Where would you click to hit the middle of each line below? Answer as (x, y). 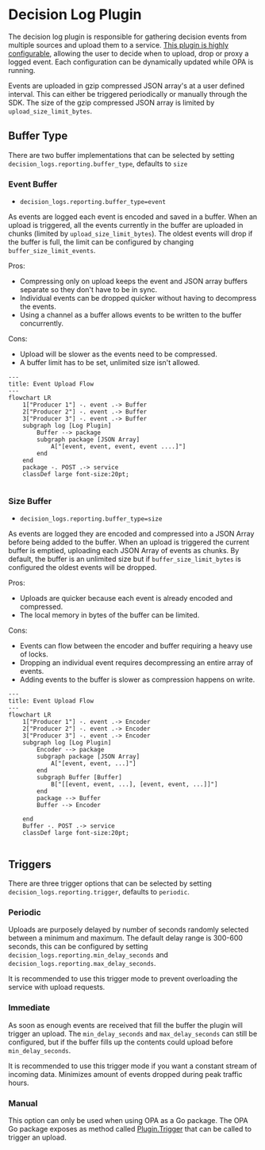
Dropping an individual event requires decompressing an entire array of (136, 663)
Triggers (30, 864)
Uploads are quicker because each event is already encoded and (126, 598)
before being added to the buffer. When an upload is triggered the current (129, 542)
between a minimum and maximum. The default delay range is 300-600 (126, 938)
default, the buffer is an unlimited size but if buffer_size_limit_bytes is (125, 559)
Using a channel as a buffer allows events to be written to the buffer (131, 315)
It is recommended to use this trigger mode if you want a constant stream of (133, 1066)
